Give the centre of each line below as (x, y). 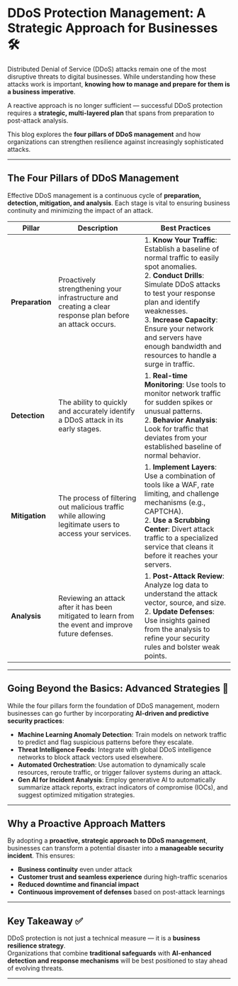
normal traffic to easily (182, 257)
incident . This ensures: (41, 855)
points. (155, 655)
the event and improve (96, 624)
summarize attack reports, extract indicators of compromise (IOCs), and (123, 787)
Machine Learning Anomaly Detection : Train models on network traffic (122, 734)
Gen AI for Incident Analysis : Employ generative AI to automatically (117, 780)
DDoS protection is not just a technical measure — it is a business (104, 938)
